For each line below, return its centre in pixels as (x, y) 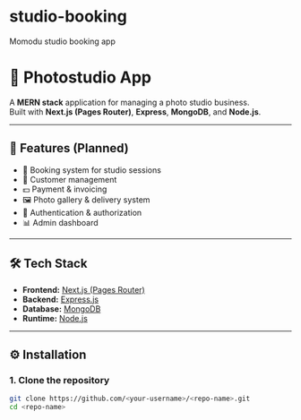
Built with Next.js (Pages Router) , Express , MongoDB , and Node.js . (135, 111)
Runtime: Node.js (55, 318)
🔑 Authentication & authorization (82, 212)
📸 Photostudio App (81, 77)
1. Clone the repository (60, 380)
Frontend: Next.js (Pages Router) (83, 289)
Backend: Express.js (60, 299)
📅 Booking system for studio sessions (91, 170)
